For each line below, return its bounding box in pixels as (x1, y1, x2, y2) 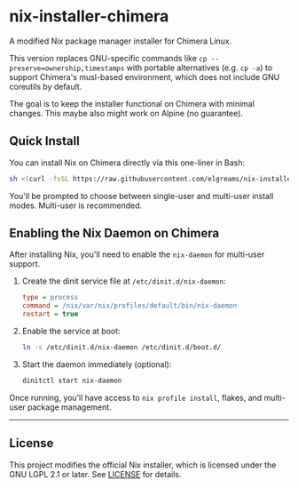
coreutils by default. (9, 81, 82, 92)
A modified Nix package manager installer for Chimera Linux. (9, 36, 232, 46)
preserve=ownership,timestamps (9, 64, 125, 73)
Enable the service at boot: (21, 326, 122, 337)
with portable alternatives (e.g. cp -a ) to (126, 62, 273, 73)
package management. (27, 402, 113, 412)
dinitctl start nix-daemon (21, 376, 122, 385)
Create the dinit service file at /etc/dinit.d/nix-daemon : (21, 276, 226, 286)
